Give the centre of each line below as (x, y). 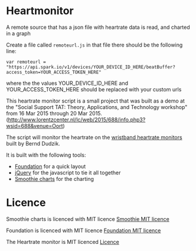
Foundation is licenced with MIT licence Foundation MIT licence (84, 230)
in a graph (18, 33)
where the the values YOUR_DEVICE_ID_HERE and (67, 83)
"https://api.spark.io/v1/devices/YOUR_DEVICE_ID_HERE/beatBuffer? (91, 67)
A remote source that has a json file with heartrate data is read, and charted (98, 27)
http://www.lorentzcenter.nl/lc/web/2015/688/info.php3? (77, 120)
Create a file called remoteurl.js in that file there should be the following (94, 45)
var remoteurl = (26, 62)
